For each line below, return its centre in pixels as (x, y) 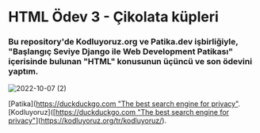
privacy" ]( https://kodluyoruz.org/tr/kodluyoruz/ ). (88, 121)
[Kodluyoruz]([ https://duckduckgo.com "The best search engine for (119, 112)
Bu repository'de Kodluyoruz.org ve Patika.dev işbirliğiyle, (123, 42)
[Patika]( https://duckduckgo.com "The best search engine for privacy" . (124, 104)
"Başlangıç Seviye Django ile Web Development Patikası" (121, 51)
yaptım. (23, 71)
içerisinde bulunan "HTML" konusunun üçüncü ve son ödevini (130, 62)
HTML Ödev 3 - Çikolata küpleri (114, 17)
